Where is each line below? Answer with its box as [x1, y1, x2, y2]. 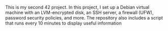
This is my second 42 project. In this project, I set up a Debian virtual [5, 4, 150, 10]
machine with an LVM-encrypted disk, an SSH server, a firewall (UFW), [5, 9, 154, 15]
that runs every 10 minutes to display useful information [5, 20, 122, 26]
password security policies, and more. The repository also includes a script [5, 15, 163, 20]
